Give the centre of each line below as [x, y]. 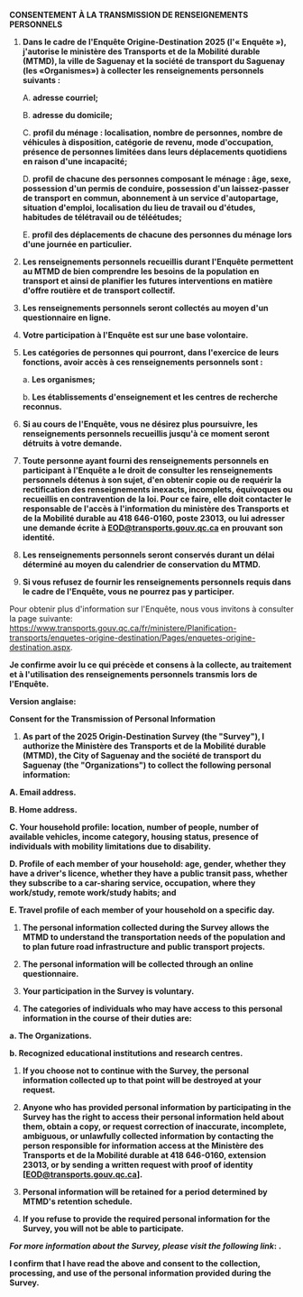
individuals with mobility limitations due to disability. [110, 846]
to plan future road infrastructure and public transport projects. [144, 947]
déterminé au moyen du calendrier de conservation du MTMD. [142, 564]
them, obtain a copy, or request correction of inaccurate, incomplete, [154, 1127]
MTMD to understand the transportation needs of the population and [154, 937]
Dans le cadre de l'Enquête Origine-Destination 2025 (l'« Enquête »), [154, 42]
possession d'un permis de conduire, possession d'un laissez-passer [156, 189]
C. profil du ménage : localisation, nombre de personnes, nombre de [152, 133]
